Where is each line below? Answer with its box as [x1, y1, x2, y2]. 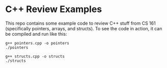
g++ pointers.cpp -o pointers [5, 40, 70, 46]
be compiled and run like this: [5, 31, 67, 37]
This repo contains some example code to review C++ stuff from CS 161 [5, 20, 156, 26]
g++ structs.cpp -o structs [5, 54, 65, 59]
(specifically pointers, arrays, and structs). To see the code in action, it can [5, 25, 162, 31]
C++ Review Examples [5, 4, 102, 15]
